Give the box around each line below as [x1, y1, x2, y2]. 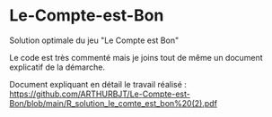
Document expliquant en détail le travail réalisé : [9, 79, 187, 89]
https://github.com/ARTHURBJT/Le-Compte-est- [9, 88, 190, 99]
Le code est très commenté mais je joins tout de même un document [9, 52, 263, 63]
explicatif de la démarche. [9, 62, 106, 72]
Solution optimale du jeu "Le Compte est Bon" [9, 35, 180, 46]
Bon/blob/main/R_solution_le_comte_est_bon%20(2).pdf [9, 97, 218, 108]
